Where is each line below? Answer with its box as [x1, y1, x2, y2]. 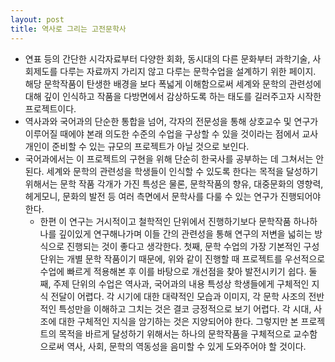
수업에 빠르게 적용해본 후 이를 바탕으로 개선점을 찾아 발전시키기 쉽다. [39, 265, 307, 277]
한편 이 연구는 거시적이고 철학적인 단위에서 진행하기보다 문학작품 [39, 215, 292, 227]
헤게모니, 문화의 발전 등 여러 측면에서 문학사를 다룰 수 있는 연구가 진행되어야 [24, 190, 322, 202]
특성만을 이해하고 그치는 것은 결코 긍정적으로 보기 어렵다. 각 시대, [58, 302, 312, 315]
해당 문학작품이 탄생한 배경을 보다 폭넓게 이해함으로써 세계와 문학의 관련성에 [24, 77, 322, 90]
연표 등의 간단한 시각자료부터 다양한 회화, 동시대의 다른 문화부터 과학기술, [24, 52, 311, 65]
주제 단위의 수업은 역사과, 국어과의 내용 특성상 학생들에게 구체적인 [53, 277, 310, 290]
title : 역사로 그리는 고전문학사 [10, 24, 127, 34]
